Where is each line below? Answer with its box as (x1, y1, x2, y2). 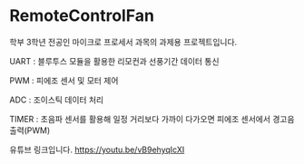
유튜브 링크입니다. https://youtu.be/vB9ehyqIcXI (9, 144, 185, 155)
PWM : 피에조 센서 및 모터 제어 (9, 74, 119, 86)
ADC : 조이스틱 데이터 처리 (9, 94, 104, 105)
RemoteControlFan (9, 5, 154, 26)
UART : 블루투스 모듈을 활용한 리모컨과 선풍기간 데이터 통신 (9, 55, 220, 66)
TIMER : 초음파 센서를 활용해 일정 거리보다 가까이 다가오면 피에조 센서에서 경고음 (9, 113, 295, 124)
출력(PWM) (9, 124, 51, 136)
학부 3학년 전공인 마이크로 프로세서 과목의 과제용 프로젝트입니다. (9, 36, 238, 47)
